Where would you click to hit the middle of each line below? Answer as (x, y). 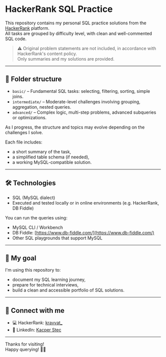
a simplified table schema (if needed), (51, 157)
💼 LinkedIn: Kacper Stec (37, 330)
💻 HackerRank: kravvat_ (37, 323)
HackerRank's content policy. (47, 54)
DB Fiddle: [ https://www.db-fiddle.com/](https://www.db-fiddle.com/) (83, 232)
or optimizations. (29, 117)
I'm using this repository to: (33, 270)
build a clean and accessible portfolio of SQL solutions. (68, 290)
